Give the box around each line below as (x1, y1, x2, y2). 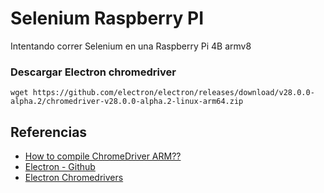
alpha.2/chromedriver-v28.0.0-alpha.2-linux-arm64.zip (10, 97, 244, 107)
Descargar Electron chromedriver (10, 65, 177, 79)
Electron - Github (24, 161, 96, 173)
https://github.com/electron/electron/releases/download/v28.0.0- (32, 88, 315, 98)
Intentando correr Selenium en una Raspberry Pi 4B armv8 (10, 40, 252, 52)
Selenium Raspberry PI (10, 7, 205, 30)
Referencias (10, 123, 88, 141)
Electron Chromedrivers (24, 172, 124, 184)
